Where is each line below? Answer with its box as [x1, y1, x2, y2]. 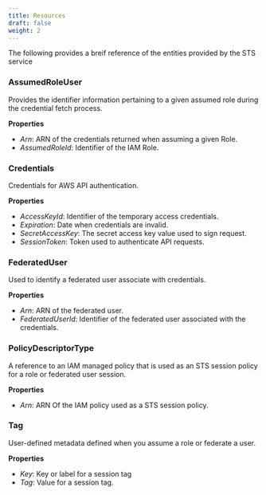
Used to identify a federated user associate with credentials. [8, 275, 206, 285]
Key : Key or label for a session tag [19, 469, 132, 478]
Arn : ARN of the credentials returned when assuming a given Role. [19, 134, 238, 143]
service [8, 57, 33, 66]
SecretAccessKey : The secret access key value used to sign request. [19, 228, 247, 238]
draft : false [8, 19, 52, 27]
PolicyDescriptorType [8, 343, 94, 354]
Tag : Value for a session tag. [19, 477, 114, 487]
